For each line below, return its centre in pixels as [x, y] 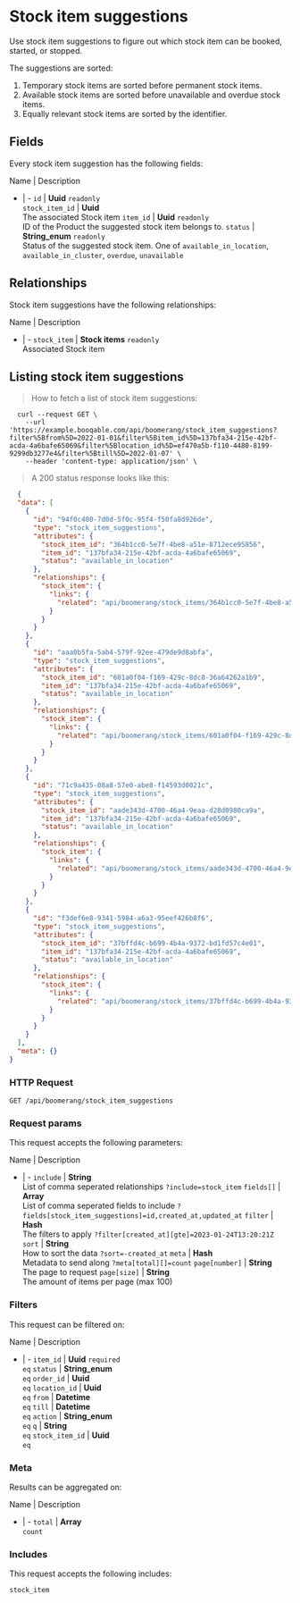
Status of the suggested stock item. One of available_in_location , [146, 245]
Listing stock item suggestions [97, 377]
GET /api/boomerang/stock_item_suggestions [92, 1101]
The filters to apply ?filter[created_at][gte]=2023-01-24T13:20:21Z [148, 1234]
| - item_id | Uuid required [71, 1359]
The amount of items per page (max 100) [97, 1282]
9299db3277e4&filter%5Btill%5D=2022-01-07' [92, 454]
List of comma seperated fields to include [99, 1206]
